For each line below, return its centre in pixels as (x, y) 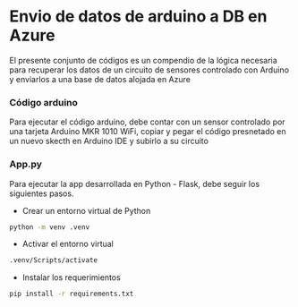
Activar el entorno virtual (68, 244)
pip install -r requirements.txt (72, 294)
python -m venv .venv (50, 227)
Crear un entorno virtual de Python (86, 210)
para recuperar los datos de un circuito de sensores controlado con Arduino (149, 70)
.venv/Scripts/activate (54, 260)
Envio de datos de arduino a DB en (138, 17)
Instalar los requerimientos (71, 277)
